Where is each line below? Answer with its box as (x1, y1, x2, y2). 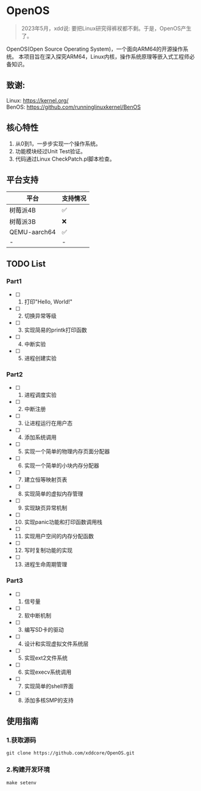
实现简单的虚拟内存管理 (24, 490, 83, 498)
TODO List (6, 258, 46, 269)
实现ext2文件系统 (24, 654, 68, 662)
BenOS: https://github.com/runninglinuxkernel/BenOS (6, 103, 141, 111)
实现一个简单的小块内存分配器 (24, 462, 99, 469)
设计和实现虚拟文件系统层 (24, 640, 89, 647)
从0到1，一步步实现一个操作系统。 (15, 140, 102, 147)
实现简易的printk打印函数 (24, 326, 87, 334)
